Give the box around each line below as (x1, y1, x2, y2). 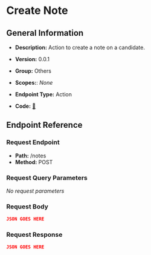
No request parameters (6, 187, 65, 194)
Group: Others (14, 67, 51, 75)
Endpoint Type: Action (14, 91, 72, 98)
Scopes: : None (14, 79, 53, 86)
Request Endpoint (6, 138, 60, 147)
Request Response (6, 231, 63, 239)
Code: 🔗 (14, 102, 36, 110)
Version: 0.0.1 (14, 56, 50, 62)
